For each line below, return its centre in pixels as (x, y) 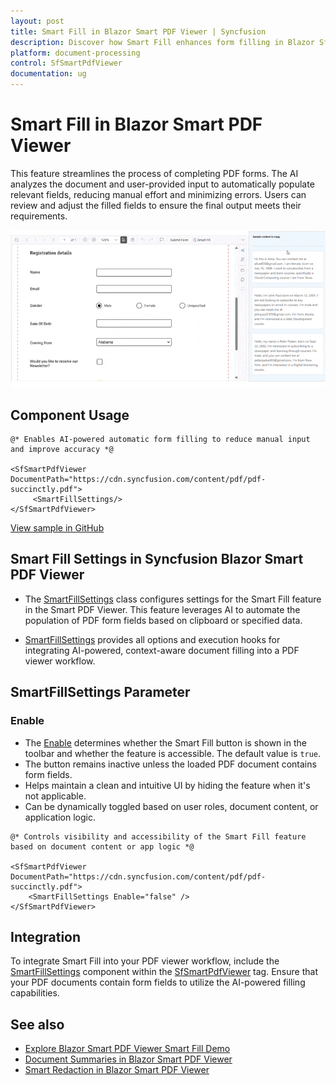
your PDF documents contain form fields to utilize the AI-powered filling (158, 982)
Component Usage (70, 415)
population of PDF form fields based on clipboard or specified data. (163, 620)
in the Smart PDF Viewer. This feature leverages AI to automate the (162, 609)
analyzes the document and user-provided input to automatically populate (162, 184)
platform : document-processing (75, 53)
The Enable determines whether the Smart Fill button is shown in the (165, 742)
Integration (46, 936)
